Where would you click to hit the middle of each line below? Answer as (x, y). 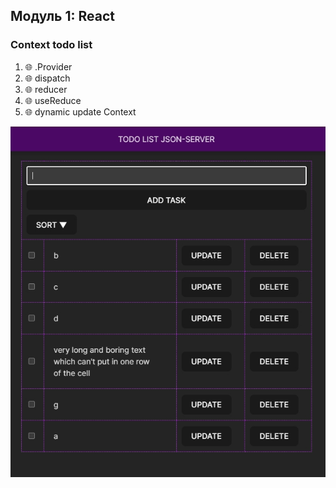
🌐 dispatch (47, 78)
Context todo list (51, 45)
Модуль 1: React (62, 16)
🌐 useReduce (53, 100)
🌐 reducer (46, 89)
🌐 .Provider (48, 66)
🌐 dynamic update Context (80, 111)
